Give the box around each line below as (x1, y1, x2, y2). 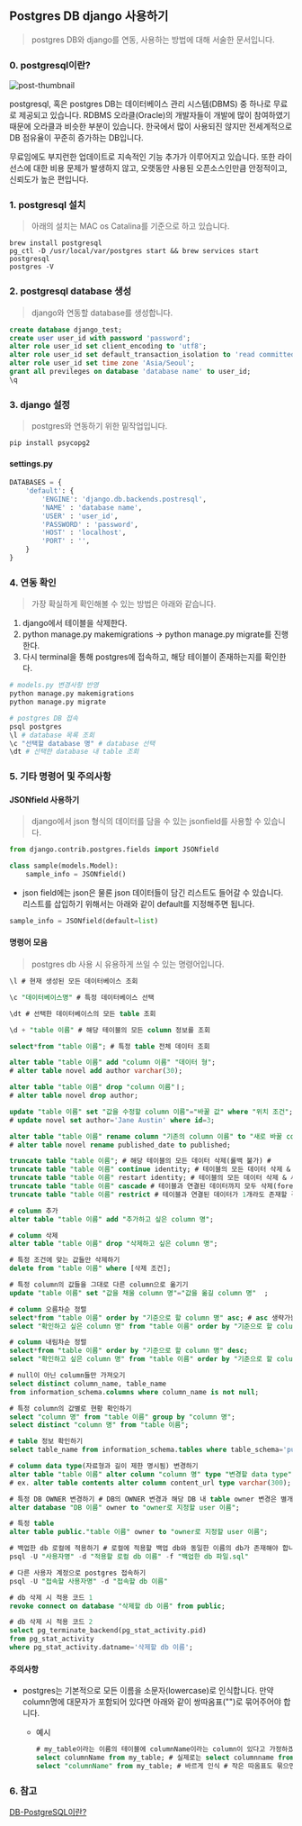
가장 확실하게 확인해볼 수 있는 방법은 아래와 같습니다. (31, 598, 217, 610)
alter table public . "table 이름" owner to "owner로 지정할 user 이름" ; (9, 1528, 268, 1537)
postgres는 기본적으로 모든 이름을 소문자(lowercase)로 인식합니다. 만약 (22, 1685, 274, 1696)
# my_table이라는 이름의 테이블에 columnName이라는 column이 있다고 (35, 1745, 266, 1754)
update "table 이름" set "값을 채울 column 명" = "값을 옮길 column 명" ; (9, 1288, 269, 1297)
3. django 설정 (9, 398, 70, 411)
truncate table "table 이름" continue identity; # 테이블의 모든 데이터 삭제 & (9, 1165, 291, 1174)
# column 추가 (9, 1206, 58, 1215)
